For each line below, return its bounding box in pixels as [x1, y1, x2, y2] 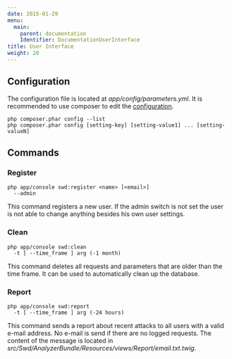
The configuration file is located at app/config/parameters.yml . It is [7, 94, 203, 103]
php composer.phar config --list [7, 115, 106, 122]
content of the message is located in [7, 336, 114, 345]
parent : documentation [20, 30, 87, 37]
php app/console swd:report [7, 303, 90, 310]
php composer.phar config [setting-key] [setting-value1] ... [7, 121, 194, 129]
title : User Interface [7, 43, 74, 50]
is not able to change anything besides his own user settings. [7, 210, 185, 218]
